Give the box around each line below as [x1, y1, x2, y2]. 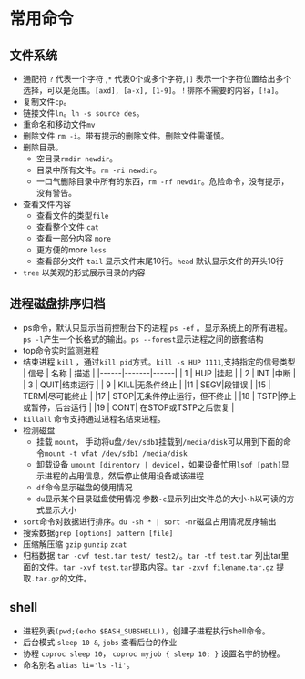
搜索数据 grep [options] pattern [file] [22, 527, 174, 538]
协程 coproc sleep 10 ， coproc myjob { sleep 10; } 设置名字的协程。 [22, 648, 285, 659]
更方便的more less [36, 244, 107, 255]
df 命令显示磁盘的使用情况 [36, 481, 133, 492]
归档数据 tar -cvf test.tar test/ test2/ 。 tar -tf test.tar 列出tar [22, 550, 281, 561]
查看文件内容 [22, 199, 71, 210]
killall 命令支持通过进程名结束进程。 [22, 413, 166, 424]
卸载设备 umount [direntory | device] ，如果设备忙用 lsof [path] [36, 458, 282, 469]
